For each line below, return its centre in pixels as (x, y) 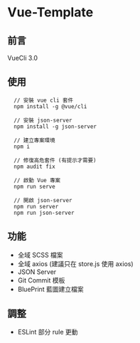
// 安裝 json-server (43, 120)
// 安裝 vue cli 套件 (43, 100)
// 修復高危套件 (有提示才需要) (55, 160)
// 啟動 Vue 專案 (37, 180)
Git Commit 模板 (41, 280)
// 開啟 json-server (43, 200)
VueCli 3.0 (22, 58)
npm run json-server (44, 213)
